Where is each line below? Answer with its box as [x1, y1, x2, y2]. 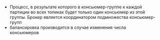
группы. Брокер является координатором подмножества [9, 14, 128, 20]
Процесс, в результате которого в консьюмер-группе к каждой [9, 4, 142, 10]
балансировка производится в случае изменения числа [9, 25, 126, 30]
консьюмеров [9, 30, 39, 35]
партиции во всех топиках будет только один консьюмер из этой [9, 9, 145, 15]
